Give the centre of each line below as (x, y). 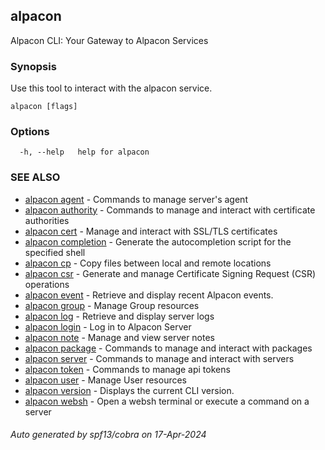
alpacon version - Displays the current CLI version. (129, 390)
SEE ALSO (35, 177)
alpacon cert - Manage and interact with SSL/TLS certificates (151, 231)
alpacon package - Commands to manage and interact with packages (168, 348)
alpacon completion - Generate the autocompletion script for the (158, 241)
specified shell (55, 252)
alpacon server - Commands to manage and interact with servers (159, 358)
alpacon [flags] (44, 107)
